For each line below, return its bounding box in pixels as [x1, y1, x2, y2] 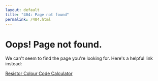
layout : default [5, 7, 40, 13]
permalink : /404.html [5, 17, 51, 22]
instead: [5, 61, 22, 67]
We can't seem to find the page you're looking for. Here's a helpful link [5, 55, 153, 61]
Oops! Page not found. [5, 38, 103, 50]
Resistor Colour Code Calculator [5, 70, 73, 76]
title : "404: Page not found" [5, 12, 70, 17]
